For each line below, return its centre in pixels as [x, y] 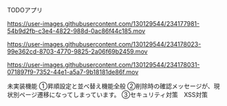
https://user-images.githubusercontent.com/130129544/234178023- [104, 44]
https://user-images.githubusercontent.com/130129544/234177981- [104, 24]
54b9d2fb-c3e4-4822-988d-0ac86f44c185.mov [76, 31]
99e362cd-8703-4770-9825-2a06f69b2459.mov [77, 51]
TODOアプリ [25, 10]
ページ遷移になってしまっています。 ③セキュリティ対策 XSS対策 [113, 95]
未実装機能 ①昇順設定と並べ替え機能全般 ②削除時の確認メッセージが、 [111, 86]
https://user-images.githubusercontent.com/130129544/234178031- [104, 65]
